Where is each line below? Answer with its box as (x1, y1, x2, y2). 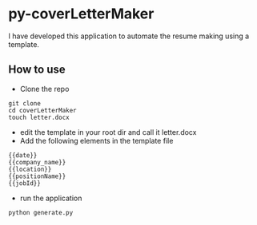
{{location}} (8, 165, 52, 173)
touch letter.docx (8, 113, 70, 121)
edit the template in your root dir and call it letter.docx (19, 127, 197, 136)
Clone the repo (19, 84, 70, 93)
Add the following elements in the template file (19, 136, 174, 145)
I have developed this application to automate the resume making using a (8, 31, 250, 41)
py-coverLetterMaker (8, 5, 155, 23)
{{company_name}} (8, 158, 66, 166)
